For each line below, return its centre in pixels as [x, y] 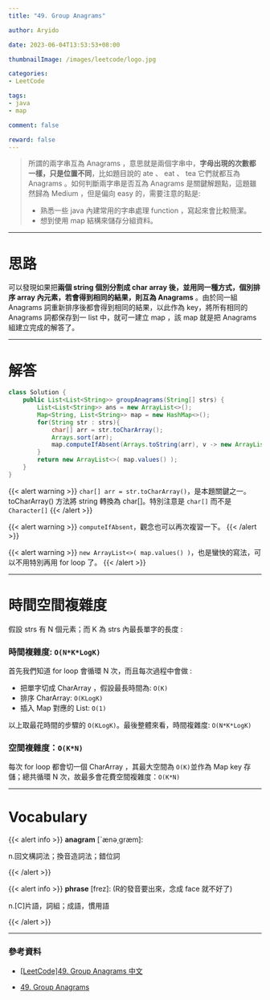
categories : [28, 74]
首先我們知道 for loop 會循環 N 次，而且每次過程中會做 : [100, 671]
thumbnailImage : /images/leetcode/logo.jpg [82, 59]
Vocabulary [48, 817]
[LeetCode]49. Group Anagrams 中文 [81, 971]
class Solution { [37, 393]
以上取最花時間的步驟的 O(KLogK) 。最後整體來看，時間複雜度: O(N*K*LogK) [130, 724]
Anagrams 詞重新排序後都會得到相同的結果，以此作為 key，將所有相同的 [128, 308]
